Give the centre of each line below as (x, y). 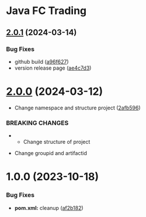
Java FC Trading (46, 11)
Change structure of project (57, 142)
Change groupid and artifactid (51, 153)
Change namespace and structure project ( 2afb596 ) (78, 108)
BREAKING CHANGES (37, 123)
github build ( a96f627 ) (41, 61)
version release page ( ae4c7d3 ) (53, 68)
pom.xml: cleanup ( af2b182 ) (49, 208)
